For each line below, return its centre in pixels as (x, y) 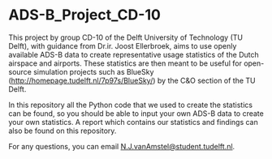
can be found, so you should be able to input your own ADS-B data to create (136, 113)
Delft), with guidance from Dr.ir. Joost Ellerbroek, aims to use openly (123, 45)
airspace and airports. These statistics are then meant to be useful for (125, 63)
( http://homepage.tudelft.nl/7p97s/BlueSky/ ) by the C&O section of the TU (132, 80)
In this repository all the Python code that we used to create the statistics (131, 105)
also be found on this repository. (63, 131)
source (20, 71)
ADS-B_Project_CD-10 (84, 15)
